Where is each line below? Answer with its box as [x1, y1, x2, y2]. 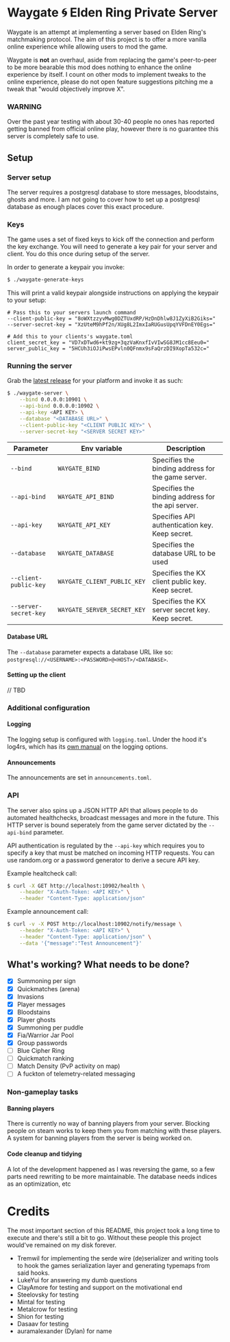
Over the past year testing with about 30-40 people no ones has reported [7, 118, 215, 126]
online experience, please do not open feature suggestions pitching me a [7, 77, 214, 86]
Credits [7, 1204, 50, 1219]
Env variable [81, 443, 123, 453]
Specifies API [152, 512, 195, 521]
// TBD [7, 686, 26, 694]
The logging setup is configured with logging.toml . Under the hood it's [7, 735, 207, 744]
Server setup [7, 173, 51, 182]
